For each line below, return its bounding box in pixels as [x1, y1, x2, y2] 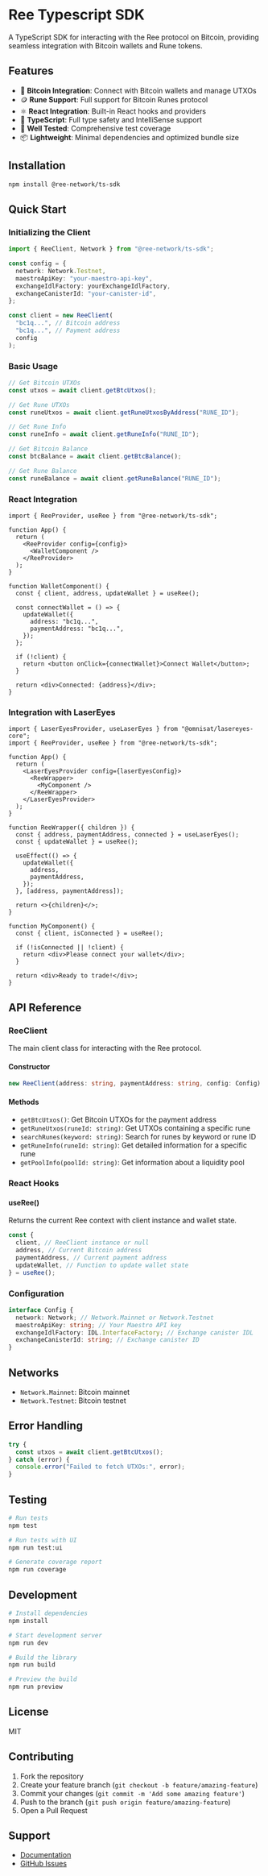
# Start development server [8, 1631, 103, 1639]
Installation [8, 159, 66, 172]
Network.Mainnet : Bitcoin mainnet [19, 1387, 130, 1397]
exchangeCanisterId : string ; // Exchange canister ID [15, 1336, 200, 1344]
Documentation [19, 1850, 72, 1860]
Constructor [8, 1061, 51, 1071]
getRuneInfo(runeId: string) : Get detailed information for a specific [19, 1140, 248, 1150]
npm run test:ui [8, 1543, 63, 1552]
